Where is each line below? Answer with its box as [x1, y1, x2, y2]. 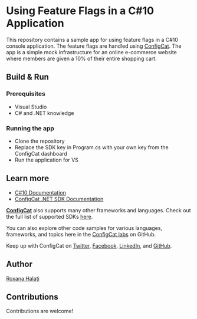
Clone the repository [14, 137, 65, 144]
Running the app [6, 124, 55, 132]
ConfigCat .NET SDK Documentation [14, 195, 104, 202]
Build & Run [6, 72, 49, 82]
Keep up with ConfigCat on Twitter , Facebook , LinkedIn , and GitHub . [6, 242, 172, 249]
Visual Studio [14, 103, 47, 110]
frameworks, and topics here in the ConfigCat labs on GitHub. [6, 231, 156, 238]
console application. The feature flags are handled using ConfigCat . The [6, 42, 182, 50]
